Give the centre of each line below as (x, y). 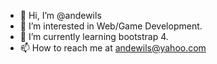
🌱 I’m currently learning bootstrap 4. (94, 36)
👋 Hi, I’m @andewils (60, 15)
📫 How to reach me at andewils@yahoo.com (113, 48)
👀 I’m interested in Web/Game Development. (111, 26)
